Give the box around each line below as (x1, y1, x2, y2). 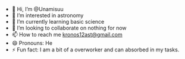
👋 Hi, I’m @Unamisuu (11, 6, 64, 12)
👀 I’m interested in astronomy (11, 12, 84, 19)
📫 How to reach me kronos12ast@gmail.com (11, 31, 123, 38)
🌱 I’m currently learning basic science (11, 18, 105, 25)
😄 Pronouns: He (11, 40, 52, 47)
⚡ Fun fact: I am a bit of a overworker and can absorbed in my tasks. (11, 46, 180, 53)
